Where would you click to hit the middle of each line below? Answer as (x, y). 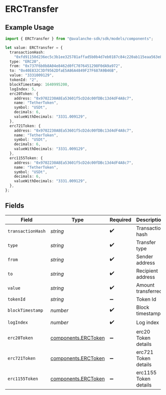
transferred (149, 291)
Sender (145, 256)
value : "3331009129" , (32, 75)
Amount (145, 285)
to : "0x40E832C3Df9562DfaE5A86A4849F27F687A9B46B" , (64, 71)
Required (121, 220)
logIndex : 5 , (23, 89)
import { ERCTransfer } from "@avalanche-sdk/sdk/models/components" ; (79, 39)
